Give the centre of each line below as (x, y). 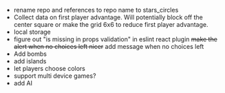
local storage (32, 32)
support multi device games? (55, 76)
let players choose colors (50, 69)
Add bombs (30, 54)
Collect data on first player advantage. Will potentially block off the (108, 17)
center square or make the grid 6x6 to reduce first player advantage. (111, 24)
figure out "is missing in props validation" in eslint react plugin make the (116, 39)
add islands (30, 61)
